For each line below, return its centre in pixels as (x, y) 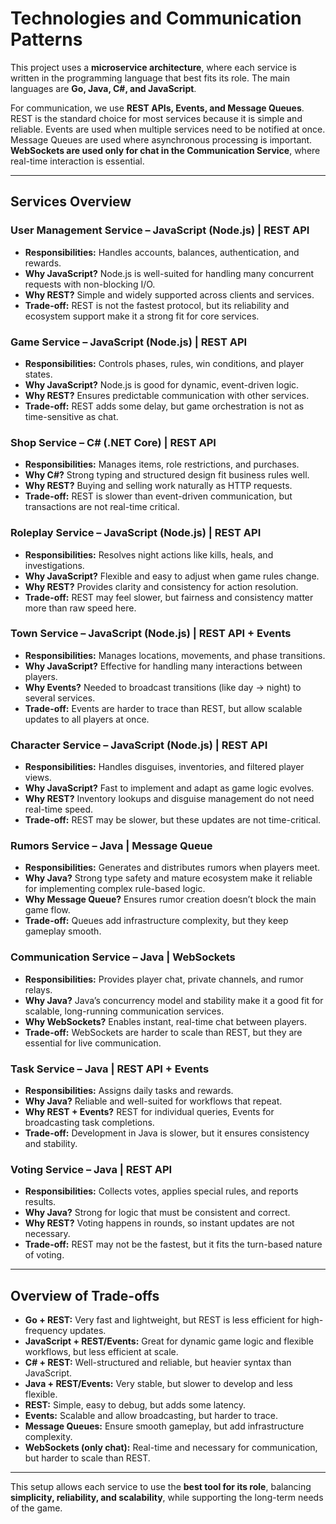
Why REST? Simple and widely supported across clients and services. (169, 294)
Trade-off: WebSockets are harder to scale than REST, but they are (163, 1032)
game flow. (47, 910)
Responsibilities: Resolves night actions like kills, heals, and (149, 554)
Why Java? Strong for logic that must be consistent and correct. (157, 1213)
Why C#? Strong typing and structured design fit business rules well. (167, 475)
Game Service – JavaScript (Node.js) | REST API (129, 342)
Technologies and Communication (156, 18)
